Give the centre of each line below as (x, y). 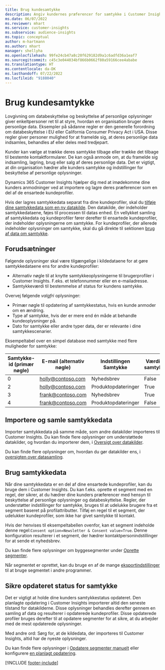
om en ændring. (28, 310)
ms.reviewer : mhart (25, 23)
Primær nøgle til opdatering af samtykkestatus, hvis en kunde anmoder (84, 305)
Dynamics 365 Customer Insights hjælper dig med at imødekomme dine (78, 182)
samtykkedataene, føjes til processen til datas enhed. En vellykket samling (80, 212)
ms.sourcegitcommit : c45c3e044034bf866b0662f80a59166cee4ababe (71, 60)
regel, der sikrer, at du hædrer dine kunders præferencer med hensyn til (78, 495)
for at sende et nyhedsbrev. (33, 541)
